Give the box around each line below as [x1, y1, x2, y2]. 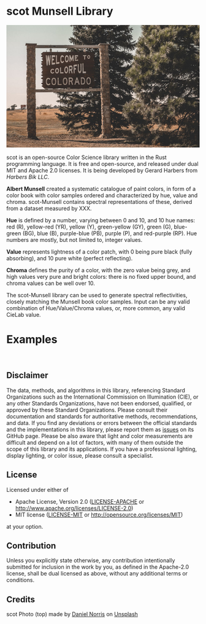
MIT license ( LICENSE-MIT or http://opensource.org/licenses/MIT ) [15, 511, 183, 518]
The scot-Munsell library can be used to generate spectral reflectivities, [6, 291, 188, 298]
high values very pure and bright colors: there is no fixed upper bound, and [6, 273, 196, 280]
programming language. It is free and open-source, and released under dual [6, 160, 199, 167]
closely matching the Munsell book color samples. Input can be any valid [6, 298, 190, 305]
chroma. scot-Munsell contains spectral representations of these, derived [6, 198, 193, 205]
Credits [6, 594, 36, 604]
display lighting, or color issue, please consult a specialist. [6, 451, 153, 459]
